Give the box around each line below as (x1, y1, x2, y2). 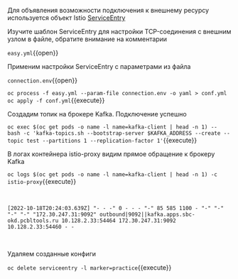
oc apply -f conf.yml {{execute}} (7, 96, 105, 104)
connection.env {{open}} (7, 76, 78, 84)
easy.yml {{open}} (7, 49, 59, 57)
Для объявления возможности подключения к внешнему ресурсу (7, 6, 210, 14)
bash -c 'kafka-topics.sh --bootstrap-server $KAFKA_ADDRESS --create (7, 130, 221, 137)
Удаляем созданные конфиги (7, 250, 96, 258)
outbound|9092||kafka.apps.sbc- (99, 211, 195, 218)
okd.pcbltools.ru (7, 217, 59, 224)
